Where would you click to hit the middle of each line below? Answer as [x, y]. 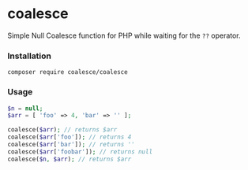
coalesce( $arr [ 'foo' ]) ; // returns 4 [70, 137]
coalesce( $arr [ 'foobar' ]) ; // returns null [80, 152]
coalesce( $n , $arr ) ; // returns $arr [70, 159]
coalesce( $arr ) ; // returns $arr [62, 130]
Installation [30, 56]
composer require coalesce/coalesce [68, 72]
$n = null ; [25, 108]
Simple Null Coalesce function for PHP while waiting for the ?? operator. [124, 35]
